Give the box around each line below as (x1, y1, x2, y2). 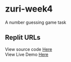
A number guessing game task (5, 19, 67, 25)
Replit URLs (5, 33, 41, 42)
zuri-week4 (5, 3, 53, 15)
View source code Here (5, 46, 53, 52)
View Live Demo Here (5, 51, 49, 57)
